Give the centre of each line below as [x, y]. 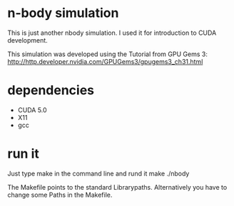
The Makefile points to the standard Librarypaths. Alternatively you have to [117, 187]
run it [23, 154]
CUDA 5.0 [32, 110]
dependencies [51, 91]
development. [27, 40]
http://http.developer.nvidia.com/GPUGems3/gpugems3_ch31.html [105, 61]
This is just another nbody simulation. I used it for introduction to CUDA [112, 33]
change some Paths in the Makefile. [60, 195]
